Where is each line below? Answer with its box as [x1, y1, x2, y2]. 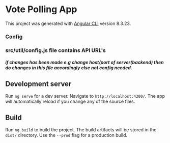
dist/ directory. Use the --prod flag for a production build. [5, 132, 127, 138]
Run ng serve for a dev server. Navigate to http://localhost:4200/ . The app [5, 93, 165, 99]
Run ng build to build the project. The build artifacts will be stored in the [5, 127, 157, 133]
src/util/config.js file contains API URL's [5, 47, 106, 54]
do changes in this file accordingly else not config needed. [5, 65, 132, 71]
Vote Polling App [5, 4, 77, 15]
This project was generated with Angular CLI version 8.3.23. [5, 20, 131, 26]
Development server [5, 79, 72, 88]
